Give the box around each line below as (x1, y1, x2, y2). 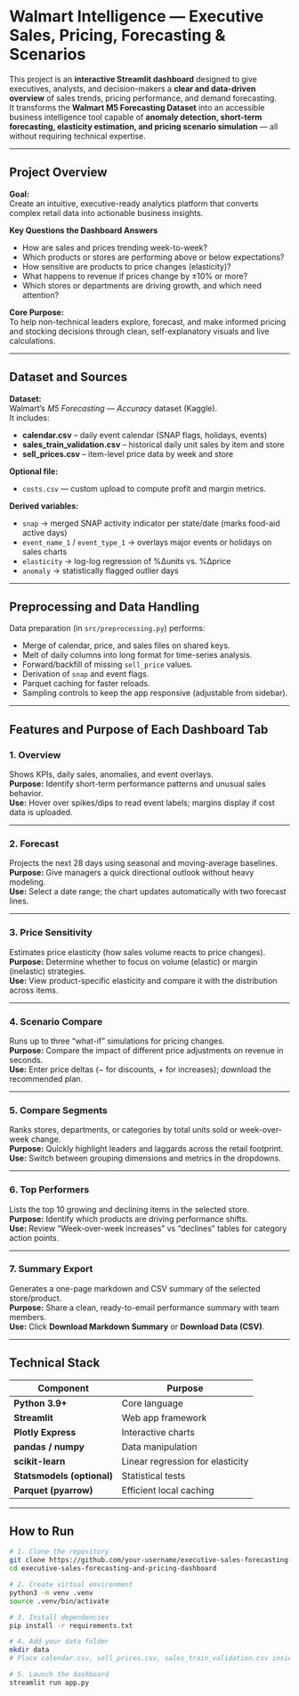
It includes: (9, 412, 50, 423)
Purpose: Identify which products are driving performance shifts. (9, 1213, 248, 1224)
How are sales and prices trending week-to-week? (21, 242, 207, 253)
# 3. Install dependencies (9, 1613, 109, 1622)
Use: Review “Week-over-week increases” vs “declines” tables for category (9, 1223, 287, 1234)
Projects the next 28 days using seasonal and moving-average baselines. (9, 858, 278, 869)
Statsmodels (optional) (13, 1469, 114, 1482)
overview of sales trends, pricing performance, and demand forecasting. (9, 92, 278, 104)
